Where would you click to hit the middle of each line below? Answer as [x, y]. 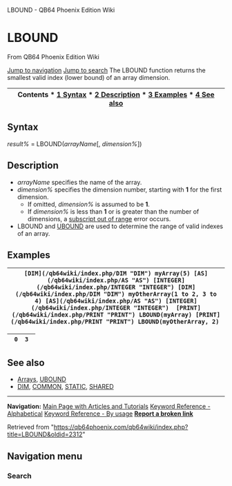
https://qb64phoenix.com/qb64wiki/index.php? [121, 427]
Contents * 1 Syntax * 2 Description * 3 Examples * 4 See [116, 94]
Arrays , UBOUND [42, 379]
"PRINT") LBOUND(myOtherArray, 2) [163, 322]
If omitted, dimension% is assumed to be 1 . [89, 204]
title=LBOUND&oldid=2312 [45, 434]
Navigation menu [45, 456]
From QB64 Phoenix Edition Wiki [54, 57]
